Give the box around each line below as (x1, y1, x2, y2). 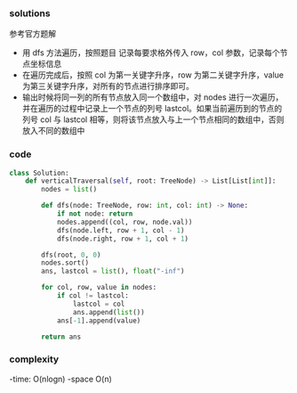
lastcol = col (72, 299, 125, 308)
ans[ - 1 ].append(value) (56, 315, 141, 325)
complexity (9, 353, 60, 365)
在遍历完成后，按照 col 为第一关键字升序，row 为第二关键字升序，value (21, 70, 285, 80)
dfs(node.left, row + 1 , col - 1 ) (56, 225, 185, 234)
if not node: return (56, 209, 133, 218)
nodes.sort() (41, 258, 90, 267)
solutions (9, 7, 51, 20)
